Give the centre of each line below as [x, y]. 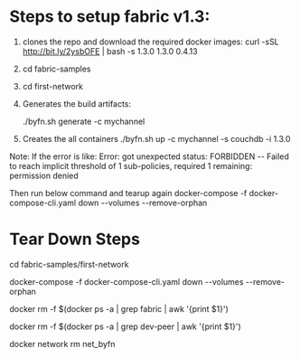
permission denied [44, 175]
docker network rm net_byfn [62, 344]
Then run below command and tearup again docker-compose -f [128, 193]
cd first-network [53, 86]
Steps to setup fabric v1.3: [110, 17]
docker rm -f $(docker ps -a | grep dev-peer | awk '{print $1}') [125, 326]
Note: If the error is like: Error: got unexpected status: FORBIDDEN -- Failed [149, 156]
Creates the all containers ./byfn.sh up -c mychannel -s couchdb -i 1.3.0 [156, 138]
